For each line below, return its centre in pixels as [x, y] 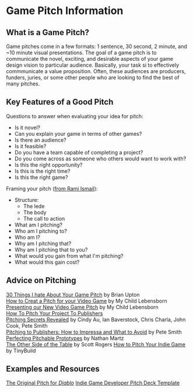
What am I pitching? [38, 225]
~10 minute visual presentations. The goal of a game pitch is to [81, 53]
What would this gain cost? [47, 262]
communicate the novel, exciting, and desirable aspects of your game [90, 59]
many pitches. [23, 84]
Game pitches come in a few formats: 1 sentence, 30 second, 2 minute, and [97, 46]
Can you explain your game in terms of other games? [78, 133]
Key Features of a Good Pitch [60, 102]
